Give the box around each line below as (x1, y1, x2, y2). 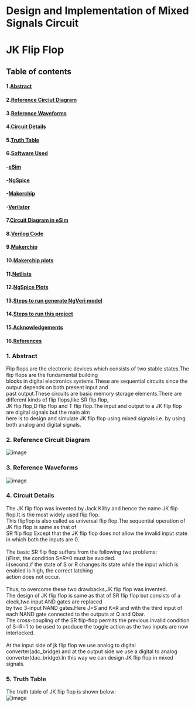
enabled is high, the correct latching (6, 567, 93, 574)
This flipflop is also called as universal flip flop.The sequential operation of (6, 517, 186, 524)
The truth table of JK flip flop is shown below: (6, 688, 116, 695)
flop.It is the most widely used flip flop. (6, 511, 100, 518)
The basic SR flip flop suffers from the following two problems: (6, 548, 158, 555)
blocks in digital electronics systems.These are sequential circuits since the (6, 377, 188, 385)
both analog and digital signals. (6, 421, 81, 428)
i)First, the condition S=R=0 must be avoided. (6, 554, 116, 561)
